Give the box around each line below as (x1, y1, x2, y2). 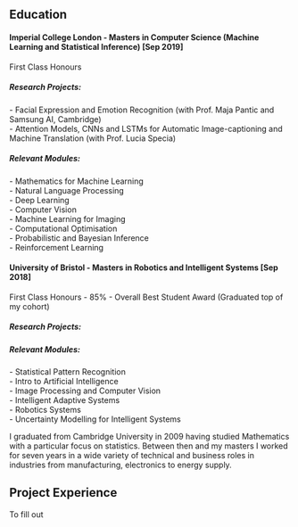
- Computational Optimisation (9, 223, 118, 234)
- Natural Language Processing (9, 185, 125, 195)
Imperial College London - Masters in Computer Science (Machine (9, 31, 260, 43)
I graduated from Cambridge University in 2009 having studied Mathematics (9, 432, 290, 442)
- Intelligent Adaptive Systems (9, 395, 120, 406)
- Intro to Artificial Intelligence (9, 376, 119, 387)
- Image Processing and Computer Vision (9, 385, 161, 396)
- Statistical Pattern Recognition (9, 366, 127, 377)
